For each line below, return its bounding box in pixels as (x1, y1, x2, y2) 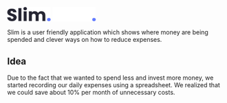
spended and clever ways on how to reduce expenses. (7, 36, 162, 44)
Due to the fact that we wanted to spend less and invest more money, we (7, 73, 214, 82)
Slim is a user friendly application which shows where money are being (7, 28, 208, 36)
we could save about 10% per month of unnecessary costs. (7, 89, 175, 97)
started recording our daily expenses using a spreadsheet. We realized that (7, 81, 220, 89)
